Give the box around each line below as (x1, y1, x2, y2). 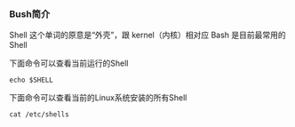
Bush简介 (9, 7, 51, 20)
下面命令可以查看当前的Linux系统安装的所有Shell (9, 92, 187, 103)
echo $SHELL (9, 75, 53, 85)
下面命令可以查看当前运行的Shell (9, 58, 129, 68)
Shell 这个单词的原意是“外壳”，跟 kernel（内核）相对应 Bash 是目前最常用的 (9, 29, 286, 41)
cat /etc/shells (9, 110, 69, 119)
